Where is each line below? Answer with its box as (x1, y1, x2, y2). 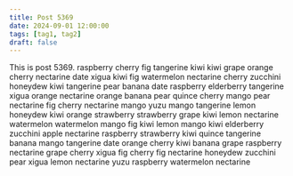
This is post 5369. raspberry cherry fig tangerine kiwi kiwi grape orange (9, 62, 273, 73)
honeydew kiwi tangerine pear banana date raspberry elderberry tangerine (9, 81, 285, 92)
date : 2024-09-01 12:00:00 (9, 21, 110, 30)
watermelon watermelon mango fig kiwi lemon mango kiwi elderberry (9, 119, 265, 130)
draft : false (9, 37, 58, 47)
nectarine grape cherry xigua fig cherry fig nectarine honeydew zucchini (9, 148, 276, 158)
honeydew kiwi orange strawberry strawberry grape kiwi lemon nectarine (9, 109, 279, 120)
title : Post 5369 (9, 12, 74, 22)
